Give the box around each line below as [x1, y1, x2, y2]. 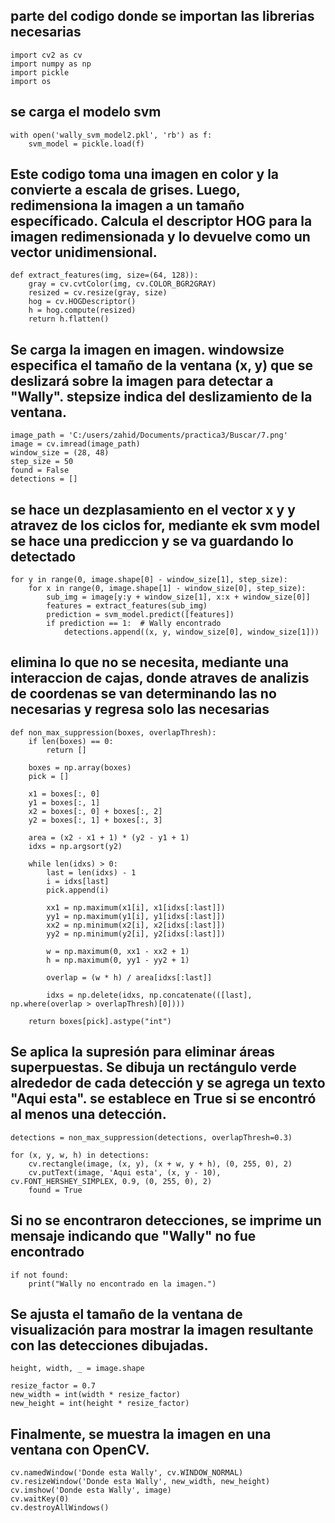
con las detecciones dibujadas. [10, 1337, 209, 1354]
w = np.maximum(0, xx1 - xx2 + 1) [46, 946, 190, 956]
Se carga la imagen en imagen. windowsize [10, 341, 285, 358]
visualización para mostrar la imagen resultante [10, 1321, 314, 1338]
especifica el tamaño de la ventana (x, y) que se [10, 357, 314, 374]
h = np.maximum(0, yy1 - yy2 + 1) [46, 955, 190, 965]
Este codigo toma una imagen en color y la [10, 166, 280, 183]
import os [10, 76, 52, 86]
